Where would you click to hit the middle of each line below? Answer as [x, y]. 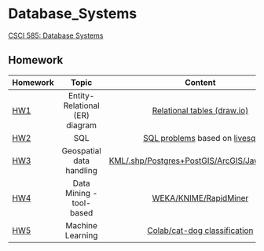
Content [200, 82]
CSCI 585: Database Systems [56, 35]
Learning [81, 235]
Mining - [82, 193]
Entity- [81, 95]
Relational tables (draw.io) [200, 110]
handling [82, 170]
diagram [81, 125]
